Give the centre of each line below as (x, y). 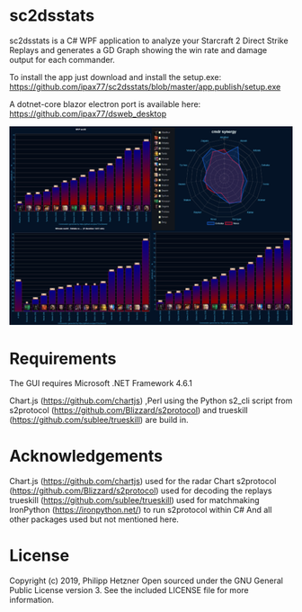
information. (32, 600)
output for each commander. (62, 59)
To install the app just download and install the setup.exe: (115, 76)
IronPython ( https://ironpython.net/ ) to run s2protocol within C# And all (141, 510)
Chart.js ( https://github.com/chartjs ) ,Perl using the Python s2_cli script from (151, 400)
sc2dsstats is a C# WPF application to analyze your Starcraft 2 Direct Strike (149, 40)
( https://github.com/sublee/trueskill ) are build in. (99, 420)
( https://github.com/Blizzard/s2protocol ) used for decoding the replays (141, 490)
